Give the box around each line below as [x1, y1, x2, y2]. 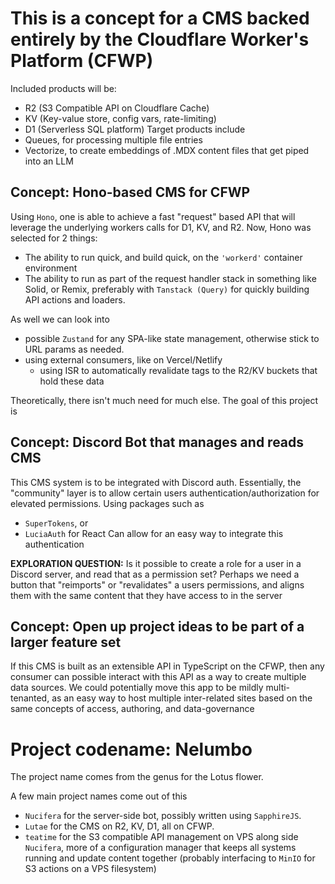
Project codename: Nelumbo [10, 738, 253, 761]
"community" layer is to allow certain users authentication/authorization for [10, 487, 320, 499]
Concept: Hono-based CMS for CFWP [10, 184, 251, 201]
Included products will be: [10, 82, 117, 94]
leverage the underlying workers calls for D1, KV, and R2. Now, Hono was [10, 221, 312, 233]
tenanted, [10, 692, 50, 704]
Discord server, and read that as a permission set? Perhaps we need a [10, 568, 300, 580]
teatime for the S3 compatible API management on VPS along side [24, 831, 299, 843]
